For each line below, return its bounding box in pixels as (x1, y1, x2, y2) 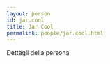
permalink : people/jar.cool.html (6, 29, 104, 37)
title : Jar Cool (6, 23, 54, 30)
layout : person (6, 10, 51, 17)
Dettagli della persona (6, 49, 70, 57)
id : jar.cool (6, 17, 45, 24)
